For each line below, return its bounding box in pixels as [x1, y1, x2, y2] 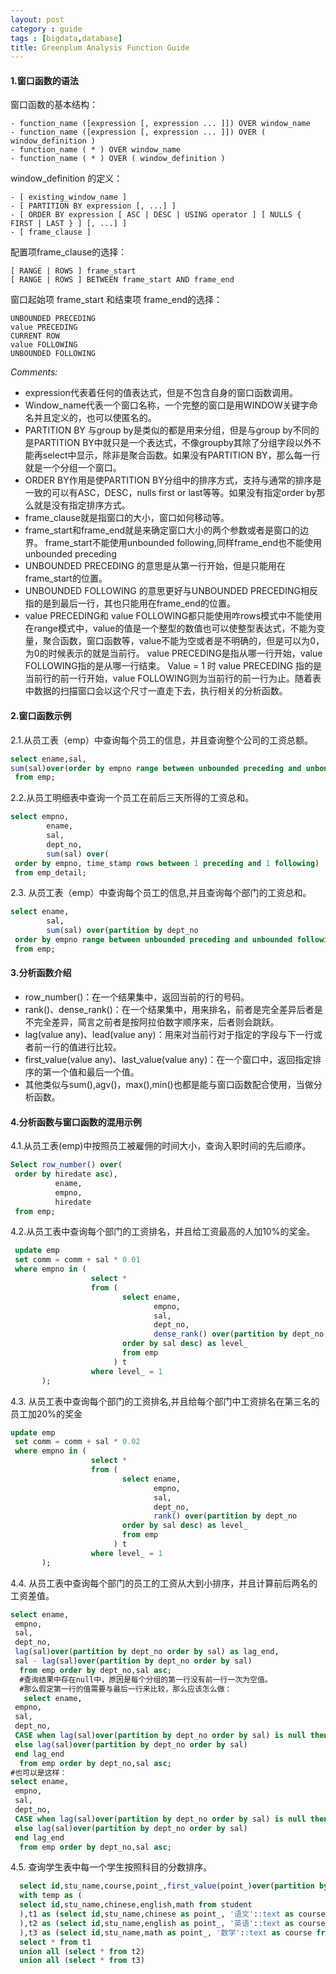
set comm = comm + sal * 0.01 [14, 1255, 141, 1265]
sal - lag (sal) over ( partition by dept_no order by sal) [14, 1656, 253, 1666]
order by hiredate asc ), [14, 1169, 118, 1180]
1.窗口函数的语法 [10, 74, 79, 86]
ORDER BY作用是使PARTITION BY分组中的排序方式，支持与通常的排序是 [24, 474, 322, 486]
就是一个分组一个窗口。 [24, 462, 122, 474]
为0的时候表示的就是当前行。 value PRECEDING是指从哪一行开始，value [24, 647, 323, 660]
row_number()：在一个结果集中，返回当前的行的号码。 [24, 991, 250, 1003]
